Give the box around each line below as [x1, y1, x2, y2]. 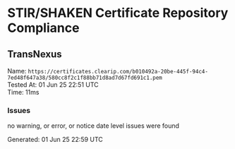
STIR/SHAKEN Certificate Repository [7, 5, 229, 21]
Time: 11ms [7, 88, 40, 96]
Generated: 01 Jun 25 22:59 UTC [7, 136, 104, 144]
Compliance [7, 20, 80, 36]
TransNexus [7, 48, 62, 60]
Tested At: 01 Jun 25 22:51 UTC [7, 81, 99, 89]
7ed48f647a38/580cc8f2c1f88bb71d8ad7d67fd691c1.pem [7, 74, 162, 81]
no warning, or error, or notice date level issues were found [7, 121, 180, 130]
